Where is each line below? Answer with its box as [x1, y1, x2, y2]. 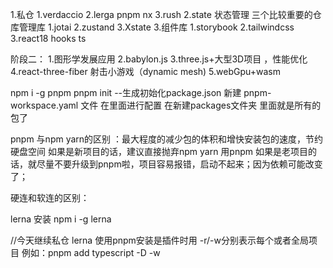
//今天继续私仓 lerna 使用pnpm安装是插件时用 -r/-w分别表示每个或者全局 [10, 234, 309, 246]
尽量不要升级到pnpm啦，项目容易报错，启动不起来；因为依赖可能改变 [36, 158, 323, 170]
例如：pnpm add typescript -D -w [21, 247, 161, 258]
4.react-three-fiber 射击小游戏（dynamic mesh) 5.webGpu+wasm [10, 66, 281, 77]
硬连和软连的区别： [10, 192, 90, 203]
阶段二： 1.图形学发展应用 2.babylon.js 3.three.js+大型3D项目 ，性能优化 [10, 53, 308, 65]
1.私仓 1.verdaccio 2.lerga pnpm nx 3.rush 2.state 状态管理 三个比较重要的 [10, 9, 313, 20]
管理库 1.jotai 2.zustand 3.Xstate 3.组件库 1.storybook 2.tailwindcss [18, 21, 295, 33]
